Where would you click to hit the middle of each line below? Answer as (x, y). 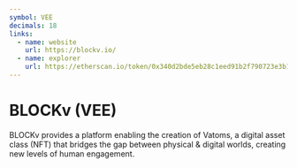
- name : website (47, 42)
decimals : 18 (33, 26)
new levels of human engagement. (72, 153)
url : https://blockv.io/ (71, 50)
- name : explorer (49, 58)
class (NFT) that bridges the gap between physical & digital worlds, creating (148, 144)
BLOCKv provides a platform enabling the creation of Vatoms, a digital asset (147, 134)
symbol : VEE (31, 17)
